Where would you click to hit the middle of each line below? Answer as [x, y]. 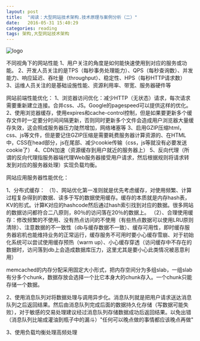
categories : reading [32, 28]
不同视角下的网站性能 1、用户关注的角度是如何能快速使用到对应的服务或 [94, 63]
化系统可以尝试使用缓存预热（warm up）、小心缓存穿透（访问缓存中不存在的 [99, 242]
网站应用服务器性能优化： [37, 178]
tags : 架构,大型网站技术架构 [38, 34]
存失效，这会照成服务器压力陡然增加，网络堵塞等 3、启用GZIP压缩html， [96, 128]
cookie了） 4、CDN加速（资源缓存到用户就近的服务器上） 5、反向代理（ [95, 150]
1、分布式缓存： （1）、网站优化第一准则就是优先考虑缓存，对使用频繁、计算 [99, 190]
